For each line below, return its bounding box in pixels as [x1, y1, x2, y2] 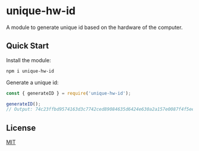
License [6, 123, 36, 133]
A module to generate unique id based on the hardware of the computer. [6, 24, 183, 31]
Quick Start [6, 41, 49, 51]
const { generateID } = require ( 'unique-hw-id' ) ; [6, 90, 131, 96]
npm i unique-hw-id [6, 68, 54, 74]
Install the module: [6, 56, 52, 63]
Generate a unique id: [6, 79, 59, 86]
